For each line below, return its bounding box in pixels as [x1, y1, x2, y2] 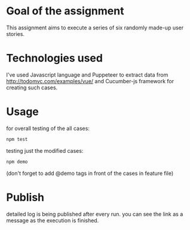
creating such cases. [6, 84, 58, 91]
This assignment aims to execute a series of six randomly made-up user [6, 24, 184, 31]
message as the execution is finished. [6, 217, 99, 224]
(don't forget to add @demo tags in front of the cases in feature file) [6, 170, 174, 177]
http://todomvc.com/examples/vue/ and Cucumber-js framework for [6, 77, 174, 84]
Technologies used [6, 52, 103, 65]
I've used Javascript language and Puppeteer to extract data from [6, 71, 168, 78]
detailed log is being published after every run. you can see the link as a [6, 210, 183, 217]
